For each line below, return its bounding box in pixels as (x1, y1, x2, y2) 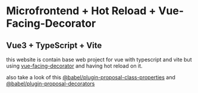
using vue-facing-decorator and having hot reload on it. (6, 62, 143, 69)
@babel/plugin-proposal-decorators (6, 80, 95, 87)
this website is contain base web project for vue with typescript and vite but (6, 56, 192, 63)
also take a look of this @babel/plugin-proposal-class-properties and (6, 74, 175, 81)
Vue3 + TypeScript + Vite (6, 40, 102, 50)
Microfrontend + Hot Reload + (6, 4, 156, 18)
